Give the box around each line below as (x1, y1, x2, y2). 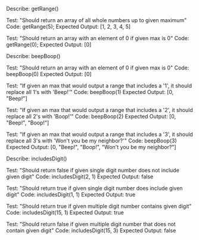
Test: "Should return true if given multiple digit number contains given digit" (6, 203, 192, 209)
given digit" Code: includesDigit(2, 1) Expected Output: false (6, 173, 154, 180)
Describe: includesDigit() (6, 155, 67, 162)
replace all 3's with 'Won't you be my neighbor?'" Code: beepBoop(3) (6, 137, 177, 144)
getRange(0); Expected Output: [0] (6, 41, 92, 48)
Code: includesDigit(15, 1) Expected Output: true (6, 209, 124, 216)
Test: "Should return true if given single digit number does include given (6, 185, 183, 192)
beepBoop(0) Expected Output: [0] (6, 71, 92, 77)
